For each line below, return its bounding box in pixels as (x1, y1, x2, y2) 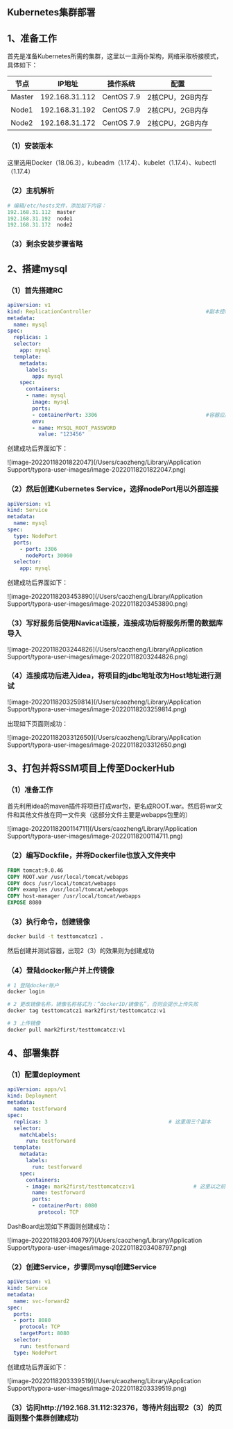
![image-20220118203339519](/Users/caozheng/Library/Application (7, 1376, 202, 1385)
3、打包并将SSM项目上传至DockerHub (7, 763, 175, 775)
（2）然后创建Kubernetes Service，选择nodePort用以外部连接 (7, 484, 219, 494)
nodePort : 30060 (25, 552, 73, 559)
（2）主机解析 (7, 186, 55, 196)
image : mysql (32, 399, 70, 406)
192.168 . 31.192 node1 (7, 215, 73, 222)
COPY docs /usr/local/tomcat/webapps (7, 879, 116, 887)
